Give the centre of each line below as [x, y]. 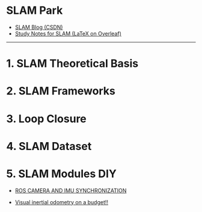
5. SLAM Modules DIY [62, 174]
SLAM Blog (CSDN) [39, 27]
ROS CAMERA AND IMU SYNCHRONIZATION [71, 190]
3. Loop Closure [47, 119]
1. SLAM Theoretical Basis [72, 64]
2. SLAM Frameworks [61, 91]
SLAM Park [35, 11]
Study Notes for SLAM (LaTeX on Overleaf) [68, 33]
